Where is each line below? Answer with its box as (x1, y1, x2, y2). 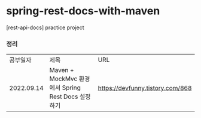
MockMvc (49, 74, 78, 83)
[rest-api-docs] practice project (6, 24, 85, 31)
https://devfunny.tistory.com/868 (98, 84, 192, 92)
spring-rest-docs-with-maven (6, 4, 160, 18)
